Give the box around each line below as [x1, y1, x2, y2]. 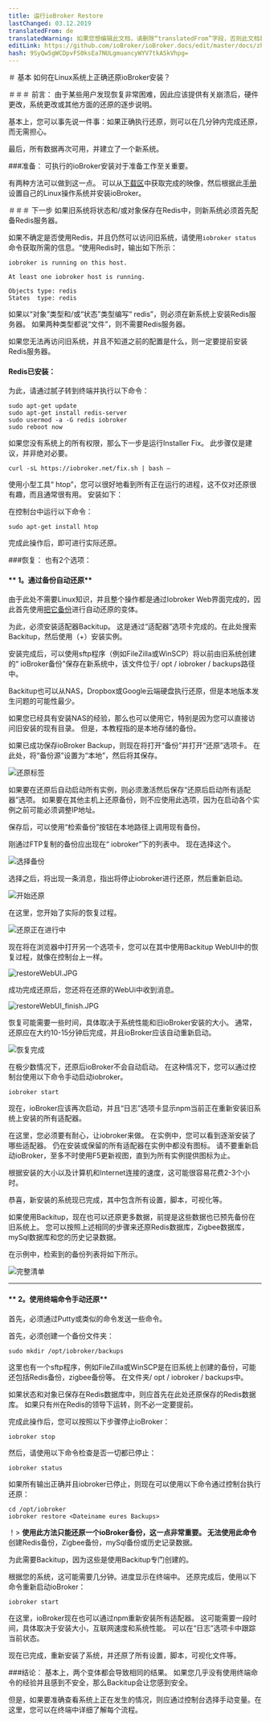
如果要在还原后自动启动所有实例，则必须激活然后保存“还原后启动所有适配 [8, 785, 252, 795]
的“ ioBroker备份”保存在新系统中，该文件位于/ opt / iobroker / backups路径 [8, 659, 256, 669]
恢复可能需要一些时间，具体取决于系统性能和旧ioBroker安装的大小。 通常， [8, 1017, 257, 1028]
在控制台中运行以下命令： [8, 507, 93, 517]
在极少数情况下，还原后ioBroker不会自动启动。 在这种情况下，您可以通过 [8, 1062, 250, 1072]
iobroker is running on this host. [8, 259, 128, 267]
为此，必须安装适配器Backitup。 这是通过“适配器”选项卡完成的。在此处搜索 [8, 622, 257, 631]
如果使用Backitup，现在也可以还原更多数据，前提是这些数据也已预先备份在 [8, 1212, 256, 1222]
